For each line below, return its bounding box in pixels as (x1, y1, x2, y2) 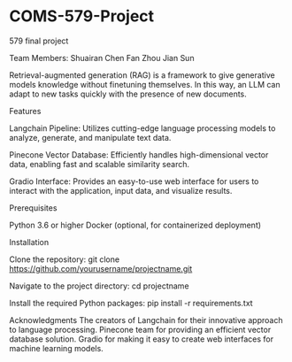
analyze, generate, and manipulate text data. (9, 132, 172, 142)
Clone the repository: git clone (9, 254, 120, 265)
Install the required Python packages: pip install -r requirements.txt (9, 297, 254, 308)
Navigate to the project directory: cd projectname (9, 281, 189, 291)
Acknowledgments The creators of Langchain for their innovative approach (9, 314, 283, 325)
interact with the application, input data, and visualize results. (9, 185, 233, 196)
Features (9, 105, 42, 116)
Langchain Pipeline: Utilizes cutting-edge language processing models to (9, 122, 276, 134)
